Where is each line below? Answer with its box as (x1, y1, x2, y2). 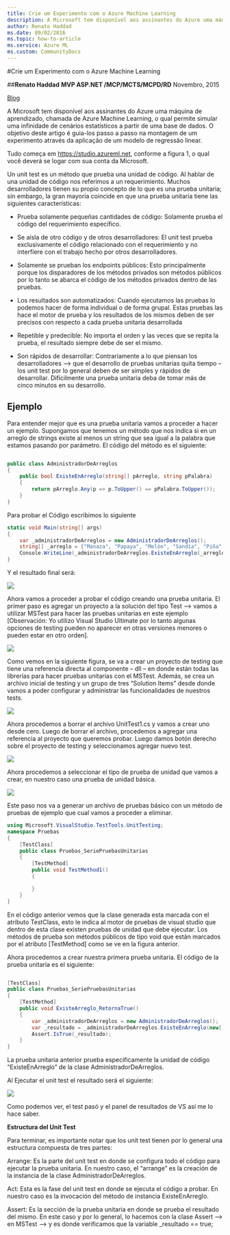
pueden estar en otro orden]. (7, 631, 89, 639)
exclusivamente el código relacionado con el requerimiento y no (16, 240, 198, 248)
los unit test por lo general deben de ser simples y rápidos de (16, 366, 190, 375)
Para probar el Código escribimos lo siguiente (7, 510, 136, 519)
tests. (7, 694, 23, 702)
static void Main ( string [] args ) (7, 524, 103, 531)
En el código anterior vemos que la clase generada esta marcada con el (7, 910, 209, 919)
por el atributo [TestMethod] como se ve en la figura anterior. (7, 939, 179, 948)
